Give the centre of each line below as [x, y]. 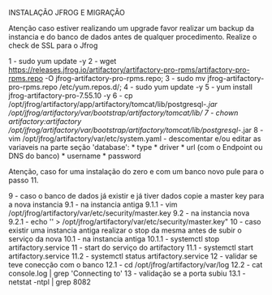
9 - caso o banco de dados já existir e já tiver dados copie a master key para [136, 196]
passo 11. [24, 180]
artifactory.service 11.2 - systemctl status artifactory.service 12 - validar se [133, 256]
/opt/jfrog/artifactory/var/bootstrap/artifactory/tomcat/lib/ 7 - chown [123, 113]
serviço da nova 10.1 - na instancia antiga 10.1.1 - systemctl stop [114, 239]
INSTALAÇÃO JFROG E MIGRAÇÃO [67, 13]
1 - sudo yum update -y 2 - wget [63, 61]
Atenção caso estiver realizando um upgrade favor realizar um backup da [131, 28]
